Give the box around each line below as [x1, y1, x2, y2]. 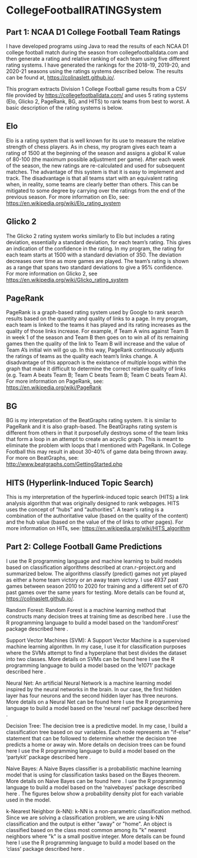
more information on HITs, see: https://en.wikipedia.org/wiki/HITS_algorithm [6, 525, 190, 532]
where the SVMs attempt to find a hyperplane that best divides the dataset [6, 649, 187, 656]
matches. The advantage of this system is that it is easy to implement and [6, 168, 185, 175]
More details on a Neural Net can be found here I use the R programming [6, 698, 183, 705]
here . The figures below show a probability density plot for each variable [6, 790, 184, 797]
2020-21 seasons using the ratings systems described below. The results [6, 68, 183, 74]
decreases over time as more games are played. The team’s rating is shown [6, 257, 189, 264]
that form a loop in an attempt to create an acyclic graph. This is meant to [6, 436, 184, 443]
